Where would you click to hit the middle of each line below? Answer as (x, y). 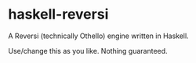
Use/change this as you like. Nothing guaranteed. (88, 51)
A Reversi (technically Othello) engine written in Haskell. (99, 36)
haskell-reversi (58, 14)
